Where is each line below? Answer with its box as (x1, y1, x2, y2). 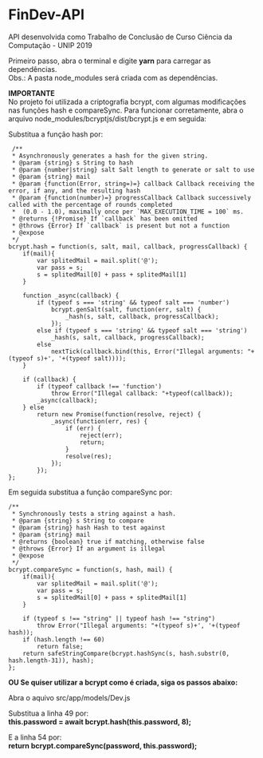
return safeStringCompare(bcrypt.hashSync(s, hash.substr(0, (22, 649, 230, 657)
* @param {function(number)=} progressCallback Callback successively (11, 193, 251, 201)
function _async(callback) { (22, 292, 120, 300)
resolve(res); (65, 452, 112, 460)
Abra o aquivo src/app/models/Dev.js (8, 693, 131, 702)
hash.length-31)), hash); (8, 657, 94, 665)
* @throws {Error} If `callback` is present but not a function (11, 221, 230, 229)
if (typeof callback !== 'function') (37, 382, 162, 391)
